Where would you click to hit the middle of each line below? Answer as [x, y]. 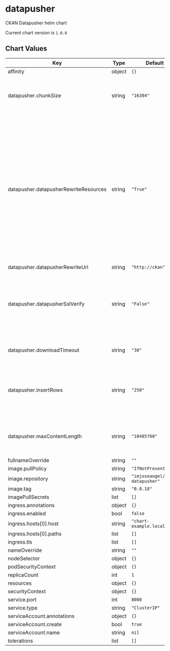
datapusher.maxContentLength [45, 436]
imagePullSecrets [29, 497]
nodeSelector [24, 558]
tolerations [20, 640]
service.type [23, 607]
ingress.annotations [31, 505]
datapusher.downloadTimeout [44, 350]
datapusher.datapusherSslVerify [46, 303]
